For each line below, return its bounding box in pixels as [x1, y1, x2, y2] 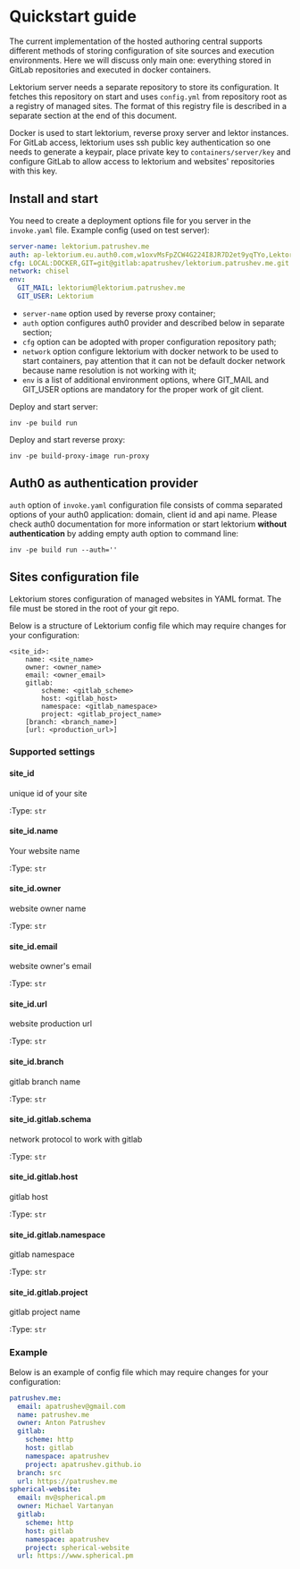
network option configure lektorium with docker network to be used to [21, 346, 279, 357]
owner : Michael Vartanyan [17, 1502, 114, 1511]
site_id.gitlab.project [9, 1286, 88, 1297]
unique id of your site [9, 788, 87, 798]
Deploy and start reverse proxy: [9, 434, 126, 444]
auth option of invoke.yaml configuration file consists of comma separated [9, 499, 283, 510]
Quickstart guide [9, 6, 137, 27]
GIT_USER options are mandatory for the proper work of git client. [21, 384, 264, 394]
